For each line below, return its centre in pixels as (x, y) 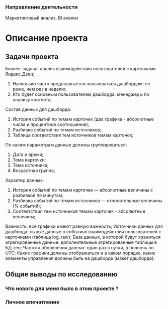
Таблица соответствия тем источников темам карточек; (73, 135)
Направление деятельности (41, 7)
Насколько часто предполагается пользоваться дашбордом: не (81, 84)
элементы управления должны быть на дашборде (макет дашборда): (80, 258)
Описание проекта (47, 38)
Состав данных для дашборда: (38, 109)
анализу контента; (32, 100)
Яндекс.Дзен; (20, 74)
